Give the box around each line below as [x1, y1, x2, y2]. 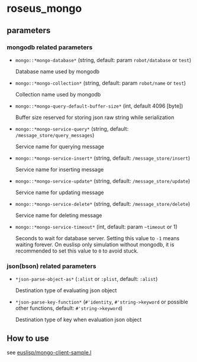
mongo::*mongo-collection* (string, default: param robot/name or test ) [15, 79, 186, 86]
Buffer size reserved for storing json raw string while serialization [15, 114, 175, 121]
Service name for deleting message [15, 212, 102, 219]
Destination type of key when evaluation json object [15, 316, 142, 324]
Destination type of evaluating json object [15, 287, 117, 294]
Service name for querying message [15, 143, 105, 150]
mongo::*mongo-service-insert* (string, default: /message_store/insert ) [15, 154, 190, 161]
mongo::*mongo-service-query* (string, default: [15, 125, 129, 132]
